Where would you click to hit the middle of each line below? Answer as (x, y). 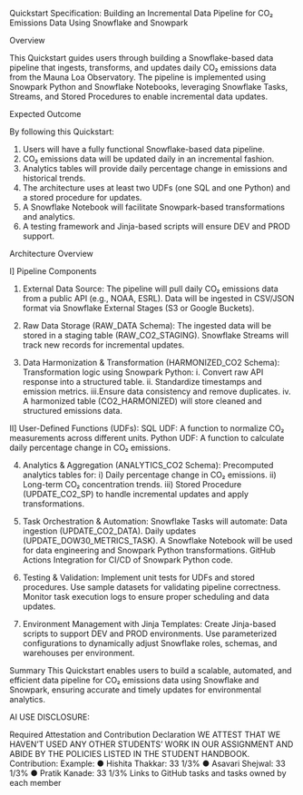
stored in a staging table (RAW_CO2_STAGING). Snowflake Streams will (155, 335)
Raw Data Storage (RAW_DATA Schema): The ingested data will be (147, 325)
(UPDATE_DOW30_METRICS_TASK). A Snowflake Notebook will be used (157, 540)
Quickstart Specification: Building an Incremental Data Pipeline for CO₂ (142, 13)
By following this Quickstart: (62, 132)
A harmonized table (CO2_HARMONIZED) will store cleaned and (142, 401)
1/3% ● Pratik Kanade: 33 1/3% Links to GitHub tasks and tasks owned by (148, 773)
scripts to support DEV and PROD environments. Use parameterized (150, 633)
